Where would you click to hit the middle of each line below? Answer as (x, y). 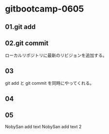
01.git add (20, 27)
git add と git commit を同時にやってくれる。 (50, 83)
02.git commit (27, 43)
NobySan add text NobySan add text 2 (43, 127)
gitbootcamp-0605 (45, 9)
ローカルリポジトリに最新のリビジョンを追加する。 (56, 55)
